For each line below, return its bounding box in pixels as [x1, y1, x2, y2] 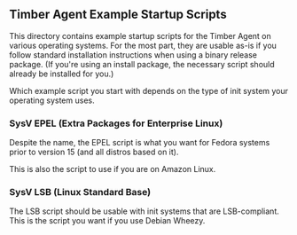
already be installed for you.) [9, 68, 114, 79]
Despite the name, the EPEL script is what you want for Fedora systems [9, 137, 270, 148]
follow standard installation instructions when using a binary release [9, 49, 258, 60]
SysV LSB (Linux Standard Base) [9, 186, 152, 199]
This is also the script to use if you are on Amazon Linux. [9, 164, 216, 175]
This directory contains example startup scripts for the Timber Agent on [9, 30, 272, 41]
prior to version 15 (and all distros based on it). [9, 146, 179, 158]
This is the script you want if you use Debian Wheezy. [9, 215, 206, 226]
